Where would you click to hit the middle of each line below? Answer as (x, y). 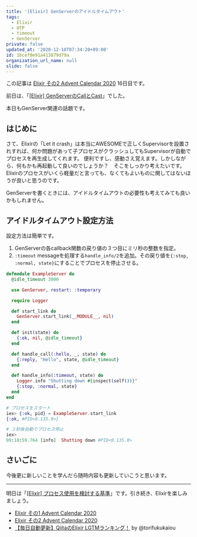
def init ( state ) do (35, 333)
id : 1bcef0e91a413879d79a (38, 55)
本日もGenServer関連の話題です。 (47, 108)
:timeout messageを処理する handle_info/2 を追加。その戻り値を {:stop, (102, 255)
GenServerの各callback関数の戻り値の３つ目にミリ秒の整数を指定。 (97, 248)
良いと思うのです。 (39, 181)
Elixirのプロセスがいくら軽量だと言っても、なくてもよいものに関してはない (96, 173)
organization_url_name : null (42, 60)
